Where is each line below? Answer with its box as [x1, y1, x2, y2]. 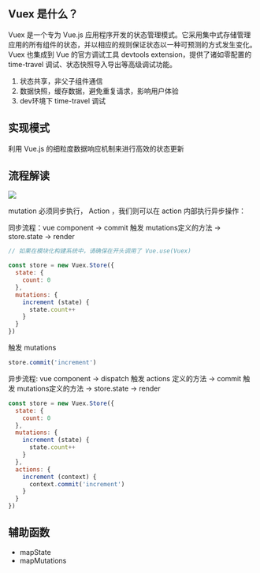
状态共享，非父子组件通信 [19, 76, 103, 85]
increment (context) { [22, 473, 97, 481]
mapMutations [19, 556, 67, 565]
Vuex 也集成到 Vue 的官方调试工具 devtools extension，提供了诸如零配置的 [8, 50, 252, 59]
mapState [19, 547, 51, 556]
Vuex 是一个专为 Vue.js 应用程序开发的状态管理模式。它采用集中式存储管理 [8, 30, 251, 39]
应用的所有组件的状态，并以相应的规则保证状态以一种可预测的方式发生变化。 [8, 39, 257, 49]
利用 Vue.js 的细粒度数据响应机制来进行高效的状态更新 [8, 144, 184, 153]
